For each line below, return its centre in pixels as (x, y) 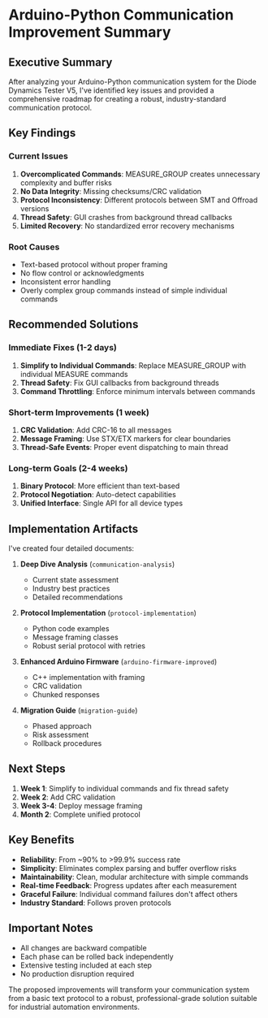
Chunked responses (66, 695)
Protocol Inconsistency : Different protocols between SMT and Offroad (139, 200)
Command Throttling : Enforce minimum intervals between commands (138, 391)
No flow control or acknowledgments (82, 273)
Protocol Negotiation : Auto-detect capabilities (98, 495)
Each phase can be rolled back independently (97, 956)
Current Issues (39, 156)
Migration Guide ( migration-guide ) (79, 710)
